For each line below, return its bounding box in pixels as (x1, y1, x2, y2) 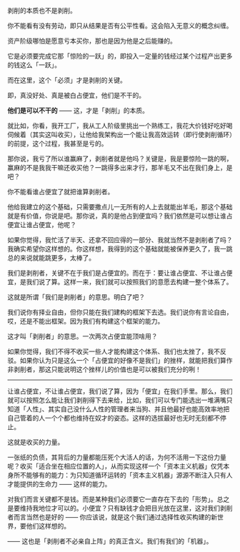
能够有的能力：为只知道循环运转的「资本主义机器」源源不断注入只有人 (26, 471, 233, 479)
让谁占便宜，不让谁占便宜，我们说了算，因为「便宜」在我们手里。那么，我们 (7, 387, 233, 395)
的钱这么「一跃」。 (7, 61, 61, 69)
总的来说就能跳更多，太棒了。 (7, 254, 95, 262)
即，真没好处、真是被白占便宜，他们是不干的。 (7, 91, 145, 99)
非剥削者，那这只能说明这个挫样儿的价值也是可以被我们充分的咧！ (7, 365, 201, 373)
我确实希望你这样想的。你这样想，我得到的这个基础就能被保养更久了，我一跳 (7, 245, 233, 253)
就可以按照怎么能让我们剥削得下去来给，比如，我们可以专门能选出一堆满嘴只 (7, 396, 233, 404)
